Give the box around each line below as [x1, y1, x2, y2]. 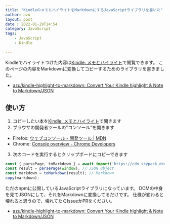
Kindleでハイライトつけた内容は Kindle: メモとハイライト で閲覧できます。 [5, 59, 158, 65]
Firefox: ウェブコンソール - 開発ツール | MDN [12, 135, 107, 141]
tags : [5, 31, 17, 36]
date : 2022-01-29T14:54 [5, 21, 58, 27]
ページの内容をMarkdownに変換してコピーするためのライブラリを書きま [9, 65, 160, 71]
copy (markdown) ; [5, 175, 39, 180]
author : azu [5, 12, 30, 17]
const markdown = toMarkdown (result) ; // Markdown [5, 171, 114, 176]
